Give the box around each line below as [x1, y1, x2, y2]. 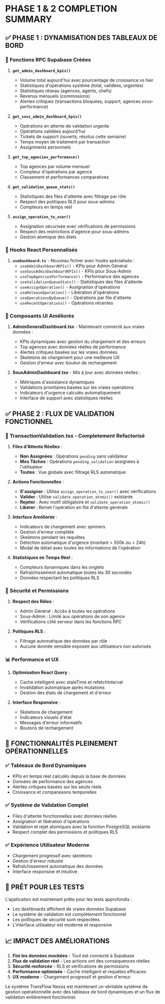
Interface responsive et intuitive [12, 868, 78, 875]
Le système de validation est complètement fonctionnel [12, 911, 127, 917]
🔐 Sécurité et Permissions [5, 587, 69, 594]
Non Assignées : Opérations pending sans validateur [19, 453, 128, 459]
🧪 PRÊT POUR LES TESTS [5, 883, 85, 891]
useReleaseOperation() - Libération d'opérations [19, 290, 119, 296]
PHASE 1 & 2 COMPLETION [5, 3, 117, 14]
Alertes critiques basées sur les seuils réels [12, 784, 102, 790]
